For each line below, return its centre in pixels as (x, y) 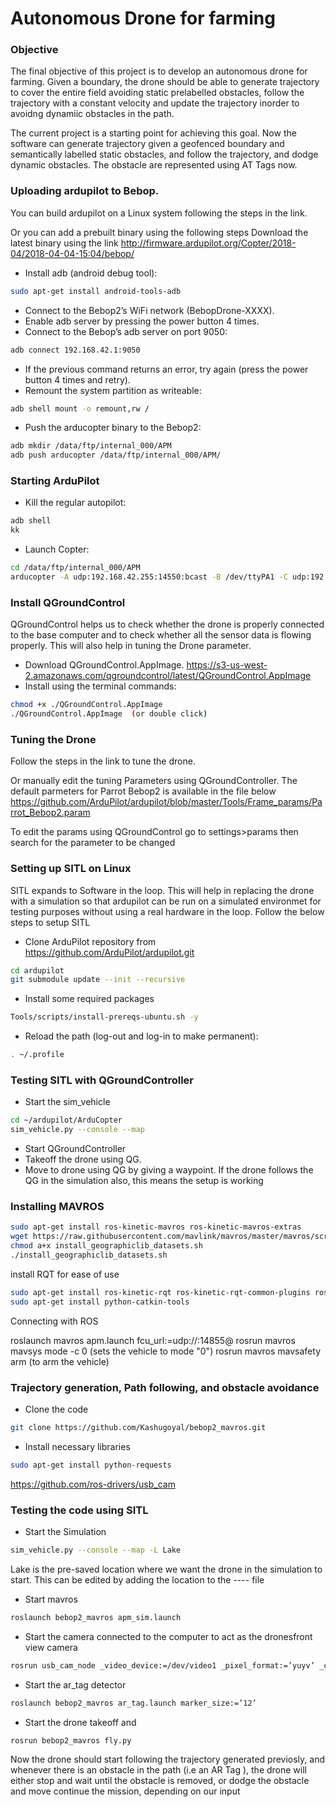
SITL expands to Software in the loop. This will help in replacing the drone (162, 890)
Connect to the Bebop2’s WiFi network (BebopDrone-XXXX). (149, 310)
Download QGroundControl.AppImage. (104, 665)
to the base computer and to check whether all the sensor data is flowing (161, 635)
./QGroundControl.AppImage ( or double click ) (109, 714)
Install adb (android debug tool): (91, 273)
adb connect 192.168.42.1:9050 (75, 350)
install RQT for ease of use (65, 1274)
